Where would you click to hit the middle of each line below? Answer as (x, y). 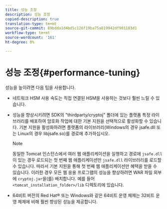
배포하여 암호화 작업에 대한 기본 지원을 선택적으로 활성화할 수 (89, 121)
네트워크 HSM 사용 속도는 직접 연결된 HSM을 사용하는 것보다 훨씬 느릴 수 (83, 98)
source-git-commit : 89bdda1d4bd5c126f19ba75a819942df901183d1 (71, 28)
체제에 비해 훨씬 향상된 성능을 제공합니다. (58, 202)
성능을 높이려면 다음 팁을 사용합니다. (40, 87)
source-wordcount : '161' (31, 38)
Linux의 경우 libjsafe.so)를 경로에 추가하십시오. (64, 133)
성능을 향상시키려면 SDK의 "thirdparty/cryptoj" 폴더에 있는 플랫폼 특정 (81, 114)
